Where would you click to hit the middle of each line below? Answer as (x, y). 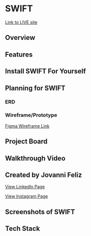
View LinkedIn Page (25, 187)
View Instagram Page (26, 196)
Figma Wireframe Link (27, 126)
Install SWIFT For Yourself (45, 71)
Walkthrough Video (35, 158)
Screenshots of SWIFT (40, 212)
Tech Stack (23, 229)
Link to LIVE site (21, 22)
